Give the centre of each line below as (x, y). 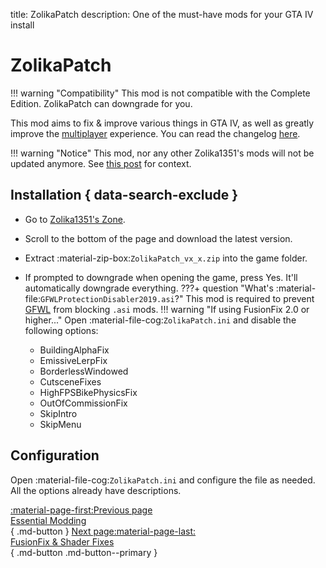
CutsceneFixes (70, 381)
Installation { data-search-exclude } (124, 195)
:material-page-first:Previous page (81, 510)
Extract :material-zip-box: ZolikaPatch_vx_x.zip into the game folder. (166, 258)
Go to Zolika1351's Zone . (75, 219)
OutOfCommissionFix (83, 403)
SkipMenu (60, 424)
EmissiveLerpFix (73, 360)
